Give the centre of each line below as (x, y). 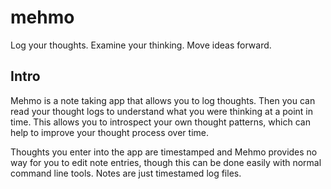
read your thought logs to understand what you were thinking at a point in (162, 111)
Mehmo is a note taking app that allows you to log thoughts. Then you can (163, 100)
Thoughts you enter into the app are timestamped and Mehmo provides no (164, 152)
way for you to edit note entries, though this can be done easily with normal (166, 162)
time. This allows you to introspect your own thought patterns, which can (160, 122)
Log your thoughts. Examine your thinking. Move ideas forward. (141, 45)
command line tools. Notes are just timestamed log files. (126, 173)
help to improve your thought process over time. (109, 132)
